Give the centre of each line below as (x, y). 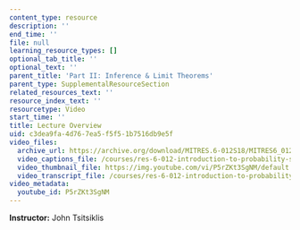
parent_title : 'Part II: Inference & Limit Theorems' (112, 76)
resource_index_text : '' (55, 101)
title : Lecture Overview (55, 126)
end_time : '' (33, 34)
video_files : (33, 142)
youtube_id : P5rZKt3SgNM (63, 192)
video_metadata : (39, 184)
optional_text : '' (43, 68)
